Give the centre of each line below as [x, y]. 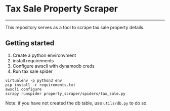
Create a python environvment [44, 55]
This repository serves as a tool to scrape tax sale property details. [75, 27]
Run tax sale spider [33, 71]
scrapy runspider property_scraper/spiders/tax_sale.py [65, 93]
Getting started [30, 43]
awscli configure [24, 89]
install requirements [33, 60]
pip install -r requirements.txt [40, 85]
